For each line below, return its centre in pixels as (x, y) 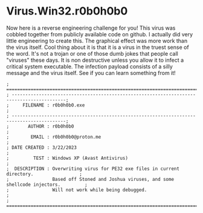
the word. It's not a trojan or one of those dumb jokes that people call (92, 53)
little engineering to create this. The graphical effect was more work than (97, 41)
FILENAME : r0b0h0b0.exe (53, 105)
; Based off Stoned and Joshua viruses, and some (90, 179)
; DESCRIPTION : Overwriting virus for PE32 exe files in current (93, 169)
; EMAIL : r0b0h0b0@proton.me (54, 137)
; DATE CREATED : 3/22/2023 (42, 147)
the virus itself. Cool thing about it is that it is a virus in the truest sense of (98, 47)
